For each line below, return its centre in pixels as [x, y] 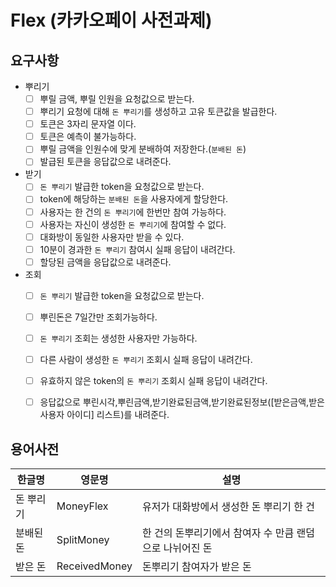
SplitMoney [83, 539]
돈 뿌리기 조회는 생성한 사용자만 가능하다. [118, 338]
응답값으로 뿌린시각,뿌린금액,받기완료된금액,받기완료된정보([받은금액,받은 [182, 402]
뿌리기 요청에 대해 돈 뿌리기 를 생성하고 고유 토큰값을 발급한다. [158, 112]
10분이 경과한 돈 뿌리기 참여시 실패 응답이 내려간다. [137, 249]
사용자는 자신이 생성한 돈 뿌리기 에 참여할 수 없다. [133, 224]
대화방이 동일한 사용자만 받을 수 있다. [112, 237]
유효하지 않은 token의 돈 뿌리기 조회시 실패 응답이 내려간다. [153, 381]
